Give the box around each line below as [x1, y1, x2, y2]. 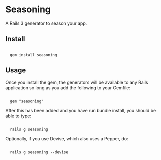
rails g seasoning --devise [10, 149, 69, 155]
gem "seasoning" [10, 99, 44, 104]
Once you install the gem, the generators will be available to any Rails [5, 79, 148, 85]
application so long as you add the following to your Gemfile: [5, 84, 130, 91]
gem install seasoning [10, 52, 57, 57]
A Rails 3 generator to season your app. [5, 20, 87, 26]
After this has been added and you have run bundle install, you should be [5, 107, 156, 113]
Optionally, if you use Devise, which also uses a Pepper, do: [5, 135, 129, 141]
